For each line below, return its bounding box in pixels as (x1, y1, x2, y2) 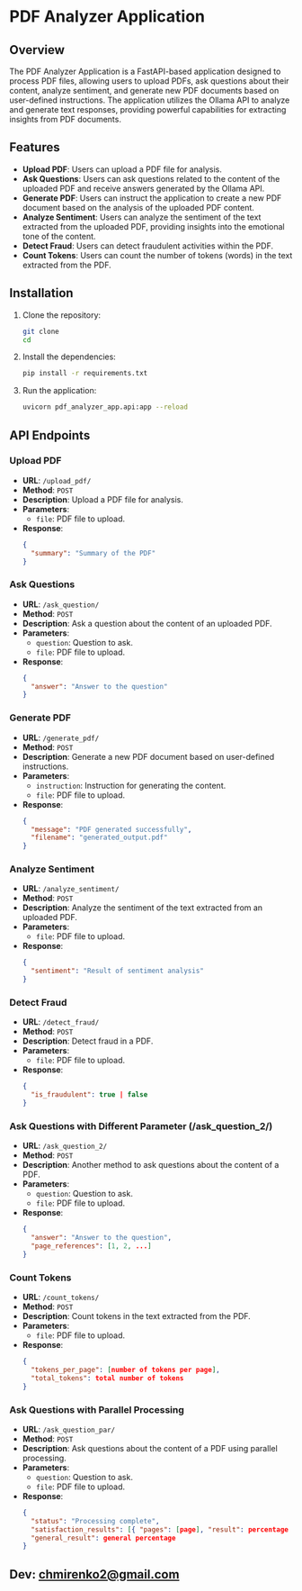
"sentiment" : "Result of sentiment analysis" (31, 966, 204, 976)
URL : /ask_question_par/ (22, 1424, 115, 1434)
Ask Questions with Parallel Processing (9, 1403, 184, 1415)
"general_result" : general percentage (31, 1533, 176, 1542)
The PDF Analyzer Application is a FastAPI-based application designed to (9, 66, 281, 77)
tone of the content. (22, 231, 96, 241)
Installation (9, 285, 74, 301)
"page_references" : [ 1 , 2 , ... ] (31, 1242, 153, 1251)
